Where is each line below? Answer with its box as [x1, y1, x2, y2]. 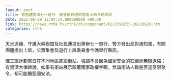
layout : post [5, 7, 33, 13]
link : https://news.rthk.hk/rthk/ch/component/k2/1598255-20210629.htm [5, 21, 160, 27]
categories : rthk [5, 26, 42, 31]
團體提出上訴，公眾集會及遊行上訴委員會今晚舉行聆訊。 [5, 47, 121, 53]
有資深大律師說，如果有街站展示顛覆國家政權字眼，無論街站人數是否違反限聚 [5, 64, 166, 70]
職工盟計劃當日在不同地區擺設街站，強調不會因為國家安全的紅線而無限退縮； [5, 58, 166, 64]
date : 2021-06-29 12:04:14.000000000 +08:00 [5, 17, 101, 22]
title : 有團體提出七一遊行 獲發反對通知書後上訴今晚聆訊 [5, 12, 112, 17]
